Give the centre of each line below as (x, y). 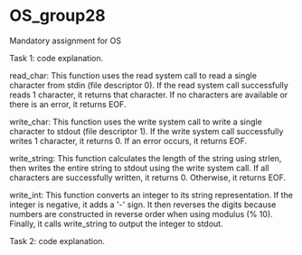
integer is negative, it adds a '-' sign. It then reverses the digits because (143, 205)
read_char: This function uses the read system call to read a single (133, 75)
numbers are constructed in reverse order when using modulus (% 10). (141, 214)
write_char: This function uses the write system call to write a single (136, 122)
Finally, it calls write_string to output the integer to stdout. (116, 223)
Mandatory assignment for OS (66, 41)
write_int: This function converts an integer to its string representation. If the (151, 195)
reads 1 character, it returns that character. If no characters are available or (149, 95)
